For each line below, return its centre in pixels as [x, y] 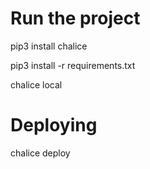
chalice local [36, 84]
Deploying [54, 125]
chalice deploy [40, 153]
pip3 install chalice [49, 46]
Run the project [75, 18]
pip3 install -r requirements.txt [73, 65]
